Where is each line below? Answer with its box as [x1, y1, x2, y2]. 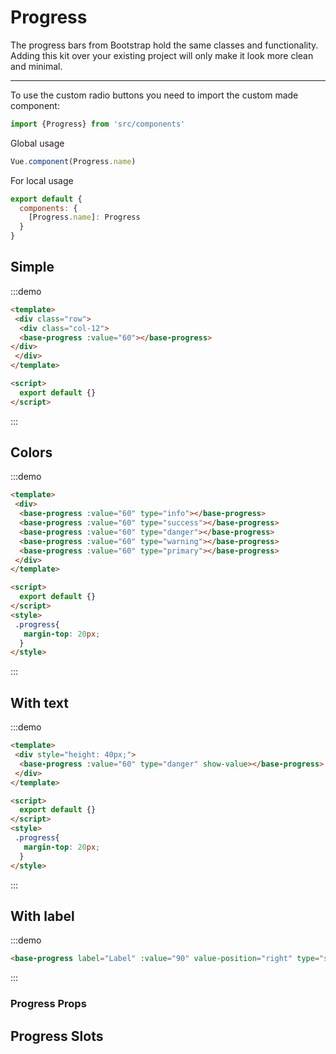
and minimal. [10, 60, 63, 72]
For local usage [10, 174, 74, 186]
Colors [10, 444, 53, 461]
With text [10, 694, 70, 711]
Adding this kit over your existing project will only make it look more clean [10, 49, 314, 61]
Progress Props [10, 997, 87, 1011]
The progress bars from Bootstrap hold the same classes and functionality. [10, 39, 319, 51]
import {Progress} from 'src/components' [10, 119, 186, 129]
